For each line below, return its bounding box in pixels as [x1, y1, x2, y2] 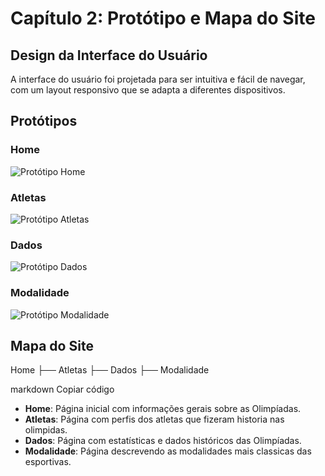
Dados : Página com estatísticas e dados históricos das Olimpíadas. [24, 435, 302, 447]
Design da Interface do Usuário [10, 47, 208, 64]
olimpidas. [24, 424, 68, 436]
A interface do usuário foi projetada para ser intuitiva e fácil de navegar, [10, 73, 306, 85]
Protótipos [10, 113, 78, 130]
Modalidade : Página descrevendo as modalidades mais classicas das [24, 445, 312, 457]
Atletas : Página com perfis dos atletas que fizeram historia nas [24, 413, 285, 426]
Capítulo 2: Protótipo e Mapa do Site [10, 7, 316, 30]
